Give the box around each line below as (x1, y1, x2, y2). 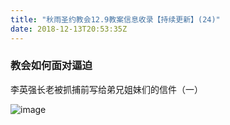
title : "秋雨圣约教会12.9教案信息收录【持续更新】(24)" (10, 14, 221, 25)
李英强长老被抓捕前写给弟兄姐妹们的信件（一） (10, 83, 203, 95)
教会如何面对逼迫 (10, 59, 93, 73)
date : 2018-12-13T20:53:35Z (10, 24, 128, 34)
